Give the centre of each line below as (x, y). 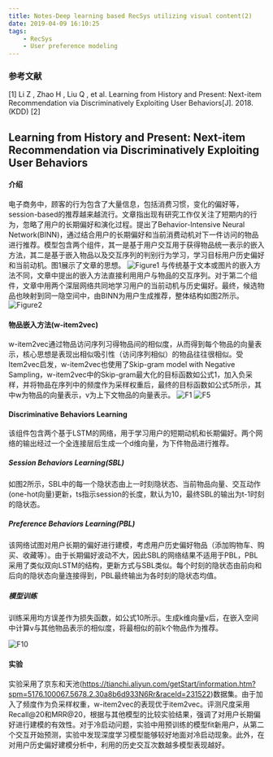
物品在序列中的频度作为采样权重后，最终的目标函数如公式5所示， (145, 385)
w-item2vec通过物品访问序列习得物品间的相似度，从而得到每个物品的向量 (132, 344)
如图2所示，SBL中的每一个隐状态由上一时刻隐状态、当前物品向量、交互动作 (135, 484)
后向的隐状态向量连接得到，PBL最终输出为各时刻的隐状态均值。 (115, 575)
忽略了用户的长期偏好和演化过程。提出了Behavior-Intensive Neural (134, 225)
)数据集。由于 (233, 694)
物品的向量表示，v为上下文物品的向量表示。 (102, 395)
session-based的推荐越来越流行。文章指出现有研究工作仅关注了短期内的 (129, 214)
